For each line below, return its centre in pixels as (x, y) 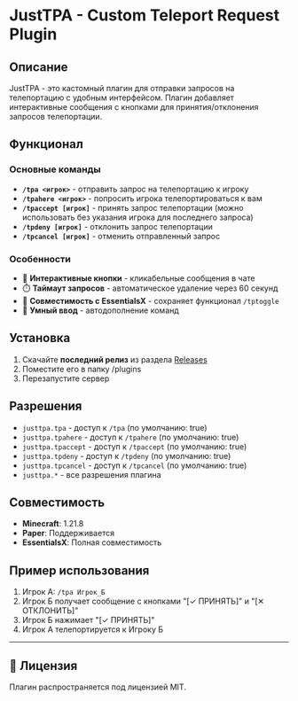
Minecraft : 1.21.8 (53, 524)
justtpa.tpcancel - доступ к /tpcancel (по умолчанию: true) (134, 465)
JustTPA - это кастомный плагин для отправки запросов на (122, 88)
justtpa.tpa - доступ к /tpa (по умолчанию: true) (114, 427)
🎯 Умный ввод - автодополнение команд (100, 310)
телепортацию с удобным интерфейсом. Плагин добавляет (122, 97)
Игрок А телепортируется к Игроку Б (93, 629)
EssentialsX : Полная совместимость (92, 542)
